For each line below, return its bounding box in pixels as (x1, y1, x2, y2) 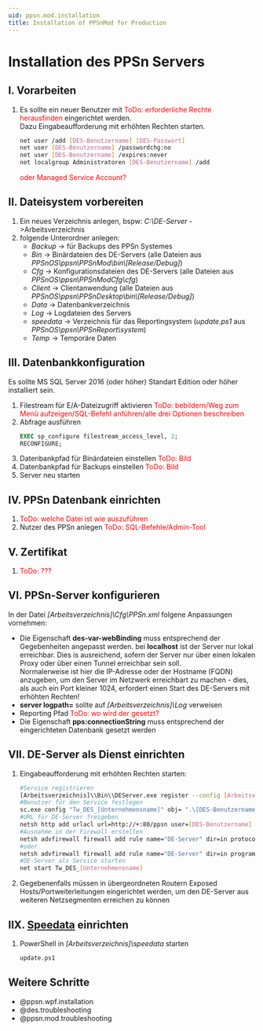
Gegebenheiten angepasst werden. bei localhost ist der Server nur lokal (19, 641, 254, 651)
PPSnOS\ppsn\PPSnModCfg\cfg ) (31, 274, 139, 284)
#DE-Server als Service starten (19, 857, 126, 865)
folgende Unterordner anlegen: (19, 233, 120, 242)
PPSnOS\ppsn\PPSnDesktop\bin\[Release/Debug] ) (31, 292, 195, 301)
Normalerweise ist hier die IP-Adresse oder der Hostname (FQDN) (19, 666, 233, 676)
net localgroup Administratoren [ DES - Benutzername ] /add (19, 159, 210, 167)
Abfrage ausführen (19, 417, 81, 427)
